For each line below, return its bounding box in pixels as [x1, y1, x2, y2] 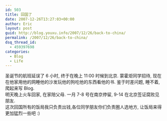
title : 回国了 [5, 12, 32, 17]
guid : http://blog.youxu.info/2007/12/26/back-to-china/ [5, 30, 126, 35]
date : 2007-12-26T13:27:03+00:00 [5, 16, 75, 21]
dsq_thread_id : [5, 40, 37, 45]
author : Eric [5, 21, 32, 26]
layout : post [5, 26, 32, 31]
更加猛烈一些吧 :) [5, 110, 40, 116]
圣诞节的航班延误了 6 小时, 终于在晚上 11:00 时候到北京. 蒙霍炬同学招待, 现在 [5, 73, 162, 79]
